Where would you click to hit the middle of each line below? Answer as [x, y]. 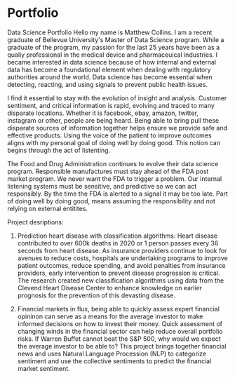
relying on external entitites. [48, 208]
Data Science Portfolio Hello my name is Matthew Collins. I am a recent [110, 32]
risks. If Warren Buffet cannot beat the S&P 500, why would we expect [119, 339]
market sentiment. [43, 368]
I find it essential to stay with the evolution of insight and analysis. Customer [117, 98]
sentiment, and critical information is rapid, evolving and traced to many [111, 105]
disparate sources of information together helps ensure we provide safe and [117, 128]
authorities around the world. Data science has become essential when [110, 77]
